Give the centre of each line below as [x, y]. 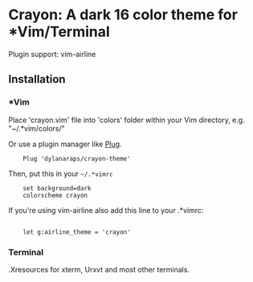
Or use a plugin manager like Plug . [65, 144]
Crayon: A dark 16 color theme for [123, 15]
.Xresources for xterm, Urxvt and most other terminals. [99, 269]
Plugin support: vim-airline [52, 54]
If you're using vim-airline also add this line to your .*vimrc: [106, 210]
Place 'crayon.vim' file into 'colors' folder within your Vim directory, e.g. [126, 120]
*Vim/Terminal [59, 32]
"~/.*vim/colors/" [37, 128]
